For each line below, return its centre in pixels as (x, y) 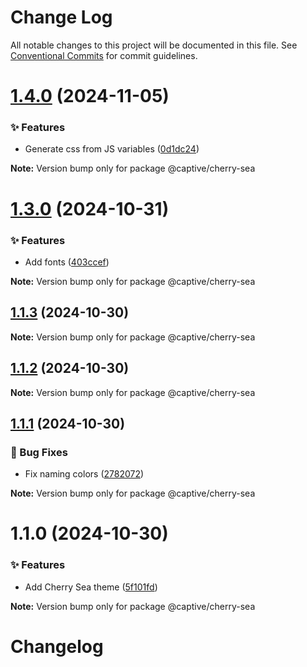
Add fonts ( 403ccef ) (67, 262)
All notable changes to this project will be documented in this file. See (154, 45)
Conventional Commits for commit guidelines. (104, 55)
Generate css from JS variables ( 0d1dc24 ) (112, 149)
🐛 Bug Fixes (39, 452)
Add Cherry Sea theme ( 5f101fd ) (91, 587)
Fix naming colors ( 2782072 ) (84, 474)
